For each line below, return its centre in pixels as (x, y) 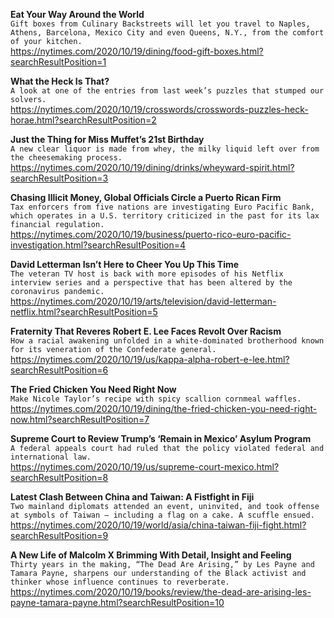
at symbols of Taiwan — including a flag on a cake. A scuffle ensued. (162, 515)
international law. (51, 457)
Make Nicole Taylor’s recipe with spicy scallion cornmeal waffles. (156, 399)
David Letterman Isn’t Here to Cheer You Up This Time (125, 264)
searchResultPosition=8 (59, 477)
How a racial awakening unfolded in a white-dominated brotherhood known (167, 341)
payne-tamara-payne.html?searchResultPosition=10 (117, 602)
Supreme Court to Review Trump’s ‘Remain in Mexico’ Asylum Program (161, 438)
